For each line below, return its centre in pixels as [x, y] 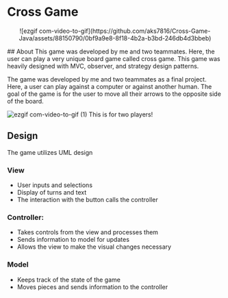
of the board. [26, 101]
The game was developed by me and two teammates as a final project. [107, 79]
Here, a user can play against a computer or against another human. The [110, 86]
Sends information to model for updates [73, 240]
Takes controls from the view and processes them [88, 232]
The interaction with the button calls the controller [88, 200]
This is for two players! [121, 114]
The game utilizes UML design [50, 152]
